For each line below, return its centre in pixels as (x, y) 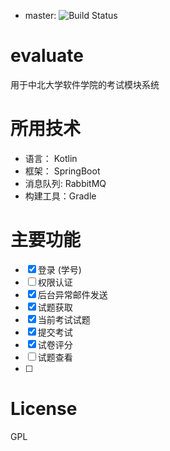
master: (40, 15)
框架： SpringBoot (62, 171)
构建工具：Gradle (60, 196)
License (44, 409)
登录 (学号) (59, 269)
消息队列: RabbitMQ (65, 183)
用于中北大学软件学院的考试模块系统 (85, 84)
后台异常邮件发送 (72, 294)
